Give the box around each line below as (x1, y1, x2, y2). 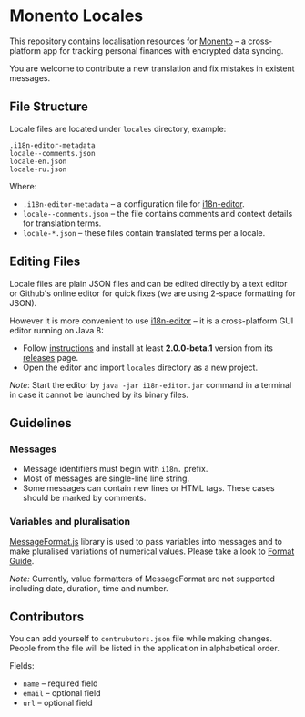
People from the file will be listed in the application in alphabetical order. (9, 643, 280, 654)
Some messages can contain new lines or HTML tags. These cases (22, 483, 275, 494)
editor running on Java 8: (9, 324, 104, 335)
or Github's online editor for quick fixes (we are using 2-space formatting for (9, 288, 296, 299)
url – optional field (22, 698, 93, 709)
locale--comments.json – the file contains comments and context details (22, 208, 293, 219)
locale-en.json (9, 157, 67, 166)
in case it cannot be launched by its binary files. (9, 389, 189, 400)
